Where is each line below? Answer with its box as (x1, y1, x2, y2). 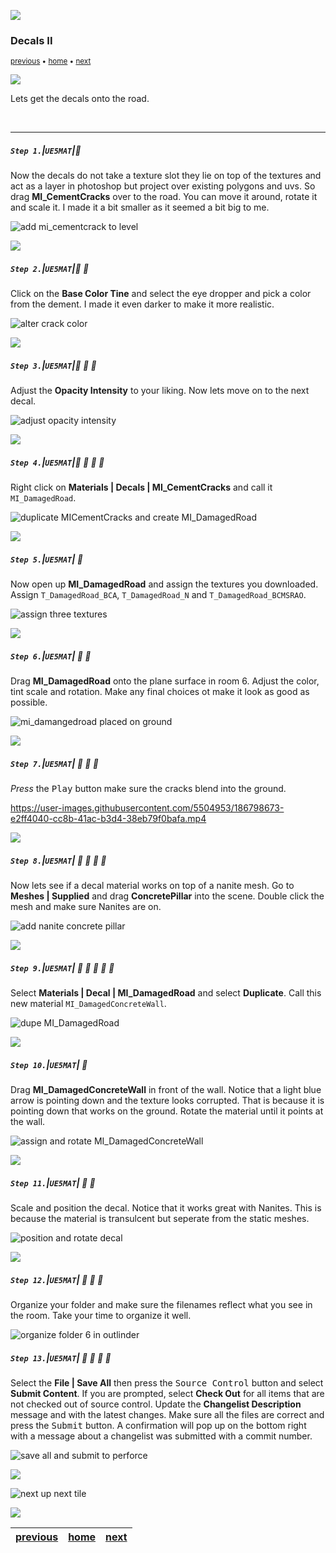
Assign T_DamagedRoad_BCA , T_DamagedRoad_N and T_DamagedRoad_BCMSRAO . (10, 589, 307, 601)
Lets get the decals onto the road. (10, 93, 150, 105)
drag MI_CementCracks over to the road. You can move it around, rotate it (10, 191, 318, 203)
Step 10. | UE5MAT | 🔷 (10, 1058, 88, 1070)
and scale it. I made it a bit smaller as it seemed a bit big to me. (10, 201, 270, 214)
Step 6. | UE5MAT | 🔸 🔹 (10, 650, 92, 662)
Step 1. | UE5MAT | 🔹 (10, 144, 82, 156)
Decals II (10, 33, 53, 47)
